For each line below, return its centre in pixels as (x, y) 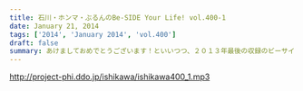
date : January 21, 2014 (54, 26)
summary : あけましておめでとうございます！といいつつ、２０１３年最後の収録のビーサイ (152, 51)
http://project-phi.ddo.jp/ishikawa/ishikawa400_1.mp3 (110, 77)
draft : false (34, 43)
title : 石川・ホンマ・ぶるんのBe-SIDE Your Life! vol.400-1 (118, 18)
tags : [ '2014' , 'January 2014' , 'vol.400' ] (93, 34)
